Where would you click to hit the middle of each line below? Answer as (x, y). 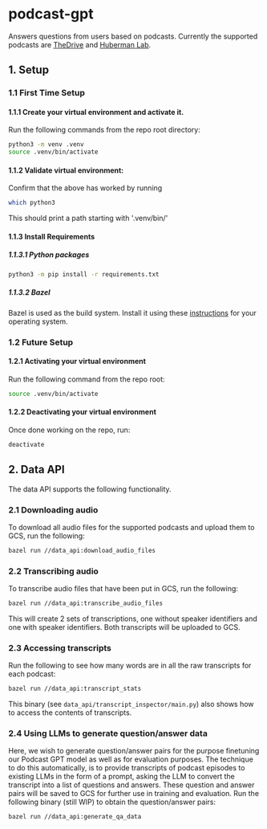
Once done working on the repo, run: (69, 430)
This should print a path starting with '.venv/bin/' (88, 218)
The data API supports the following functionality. (90, 489)
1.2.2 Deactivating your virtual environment (82, 412)
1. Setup (29, 70)
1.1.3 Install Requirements (51, 236)
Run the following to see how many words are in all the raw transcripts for (130, 666)
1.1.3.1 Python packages (49, 255)
